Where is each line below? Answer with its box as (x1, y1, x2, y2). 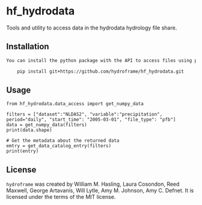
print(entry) (6, 148, 39, 155)
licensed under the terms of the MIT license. (6, 194, 116, 201)
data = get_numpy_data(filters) (6, 122, 87, 128)
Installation (6, 41, 49, 52)
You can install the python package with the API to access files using (6, 57, 192, 64)
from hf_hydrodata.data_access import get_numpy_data (6, 101, 144, 107)
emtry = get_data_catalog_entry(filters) (6, 143, 112, 149)
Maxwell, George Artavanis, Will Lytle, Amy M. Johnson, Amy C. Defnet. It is (6, 187, 194, 194)
